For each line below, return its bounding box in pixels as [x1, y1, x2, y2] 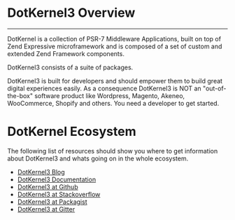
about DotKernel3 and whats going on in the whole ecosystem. [7, 154, 189, 163]
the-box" [7, 91, 34, 99]
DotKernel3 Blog [17, 167, 65, 176]
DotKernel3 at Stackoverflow [17, 190, 101, 198]
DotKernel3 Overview [7, 5, 136, 21]
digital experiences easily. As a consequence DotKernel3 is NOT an [7, 84, 201, 92]
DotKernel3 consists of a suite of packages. [7, 63, 134, 71]
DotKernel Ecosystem [7, 124, 136, 139]
